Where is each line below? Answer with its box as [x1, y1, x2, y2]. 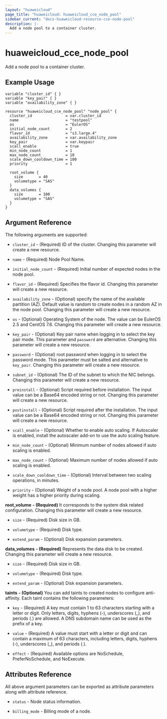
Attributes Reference [5, 670, 72, 679]
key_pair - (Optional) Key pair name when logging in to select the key [12, 331, 156, 337]
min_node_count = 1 [9, 148, 72, 153]
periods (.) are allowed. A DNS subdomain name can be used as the [12, 615, 152, 621]
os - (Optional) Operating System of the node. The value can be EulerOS [12, 316, 161, 322]
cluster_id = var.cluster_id [9, 113, 101, 118]
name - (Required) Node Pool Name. [12, 256, 85, 262]
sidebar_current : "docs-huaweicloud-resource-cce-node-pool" [5, 16, 135, 21]
